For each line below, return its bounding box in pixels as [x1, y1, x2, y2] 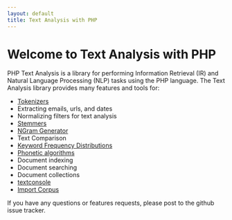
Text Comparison [17, 134, 67, 143]
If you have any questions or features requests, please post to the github [7, 199, 215, 208]
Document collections [17, 171, 80, 179]
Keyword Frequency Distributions [17, 141, 113, 149]
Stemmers [17, 119, 47, 128]
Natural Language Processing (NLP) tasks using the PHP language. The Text [7, 77, 225, 85]
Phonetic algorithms [17, 149, 75, 157]
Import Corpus [17, 185, 60, 194]
